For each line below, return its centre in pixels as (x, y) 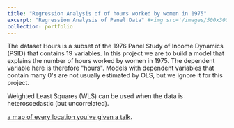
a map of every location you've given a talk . (70, 117)
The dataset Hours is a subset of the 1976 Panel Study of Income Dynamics (116, 46)
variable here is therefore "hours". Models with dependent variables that (111, 68)
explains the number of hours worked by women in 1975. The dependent (111, 61)
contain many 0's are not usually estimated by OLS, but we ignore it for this (115, 75)
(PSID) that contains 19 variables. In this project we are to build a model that (116, 53)
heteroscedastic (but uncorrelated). (58, 104)
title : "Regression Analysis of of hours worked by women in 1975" (107, 13)
